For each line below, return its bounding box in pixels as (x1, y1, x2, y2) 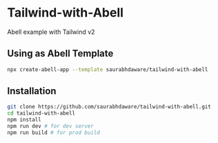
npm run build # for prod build (7, 129, 100, 136)
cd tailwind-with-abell (7, 110, 76, 117)
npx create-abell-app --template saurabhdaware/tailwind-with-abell (7, 66, 208, 73)
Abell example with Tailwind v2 (7, 28, 95, 36)
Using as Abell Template (7, 48, 114, 59)
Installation (7, 85, 57, 97)
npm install (7, 116, 41, 124)
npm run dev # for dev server (7, 123, 95, 130)
